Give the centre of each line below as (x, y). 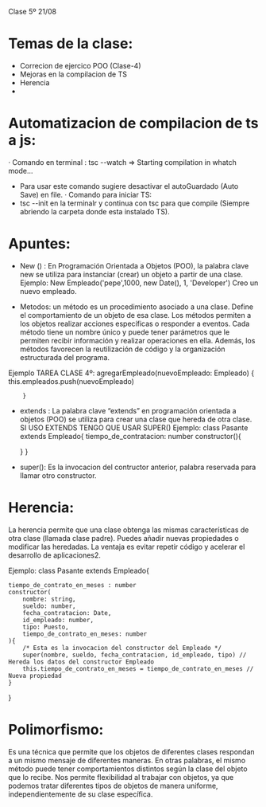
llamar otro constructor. (58, 475)
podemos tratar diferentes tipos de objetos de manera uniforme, (113, 785)
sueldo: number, (50, 606)
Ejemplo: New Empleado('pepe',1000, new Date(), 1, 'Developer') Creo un (139, 283)
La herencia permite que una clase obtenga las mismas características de (129, 530)
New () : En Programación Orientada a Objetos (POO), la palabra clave (134, 265)
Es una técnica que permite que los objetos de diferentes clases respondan (132, 751)
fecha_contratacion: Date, (67, 613)
